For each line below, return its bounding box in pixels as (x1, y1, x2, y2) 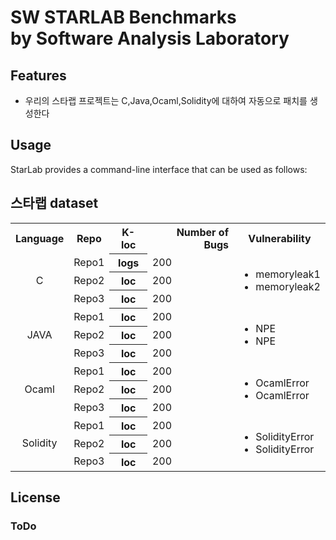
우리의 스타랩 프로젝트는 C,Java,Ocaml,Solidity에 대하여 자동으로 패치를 (24, 95, 308, 106)
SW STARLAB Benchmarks (10, 6, 237, 29)
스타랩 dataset (10, 195, 99, 212)
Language (15, 231, 65, 245)
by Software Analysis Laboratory (10, 27, 290, 50)
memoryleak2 (255, 279, 321, 293)
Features (10, 67, 67, 84)
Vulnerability (248, 231, 312, 245)
